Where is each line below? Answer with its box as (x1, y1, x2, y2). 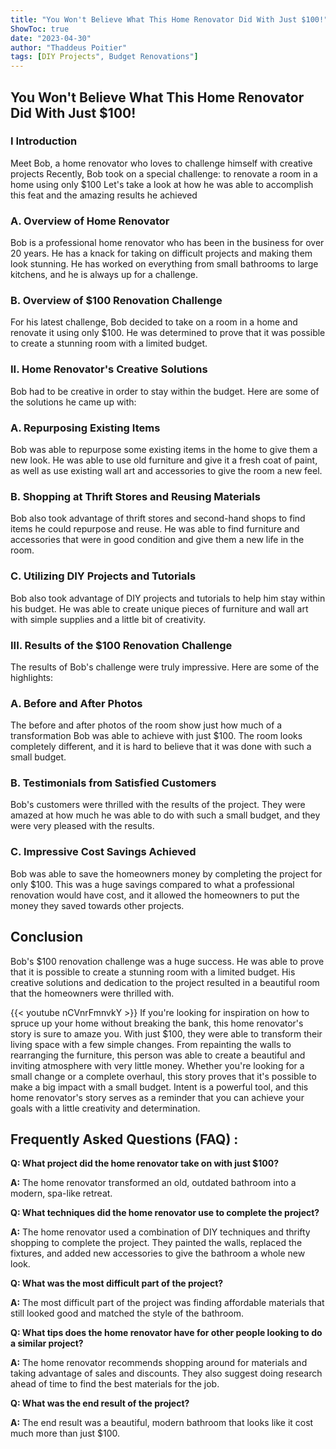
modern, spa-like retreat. (10, 1187, 113, 1200)
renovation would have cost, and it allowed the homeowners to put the (10, 889, 300, 901)
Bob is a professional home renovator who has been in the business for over (10, 237, 325, 249)
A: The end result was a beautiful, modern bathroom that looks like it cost (10, 1417, 314, 1429)
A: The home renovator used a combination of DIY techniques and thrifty (10, 1226, 311, 1238)
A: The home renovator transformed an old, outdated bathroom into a (10, 1177, 297, 1189)
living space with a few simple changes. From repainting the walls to (10, 1038, 292, 1050)
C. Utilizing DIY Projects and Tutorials (10, 569, 197, 583)
